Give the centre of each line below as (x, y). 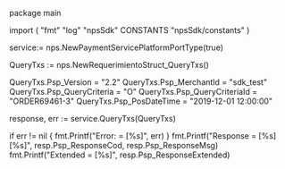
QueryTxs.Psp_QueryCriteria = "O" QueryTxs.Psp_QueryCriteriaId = (133, 92)
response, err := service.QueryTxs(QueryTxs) (92, 118)
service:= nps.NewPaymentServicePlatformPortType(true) (116, 47)
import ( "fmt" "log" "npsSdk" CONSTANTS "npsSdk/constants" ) (130, 30)
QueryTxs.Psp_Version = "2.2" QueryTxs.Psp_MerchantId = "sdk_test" (138, 82)
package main (35, 13)
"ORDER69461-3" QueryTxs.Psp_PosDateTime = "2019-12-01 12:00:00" (141, 101)
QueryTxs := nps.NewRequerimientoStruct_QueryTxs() (109, 65)
